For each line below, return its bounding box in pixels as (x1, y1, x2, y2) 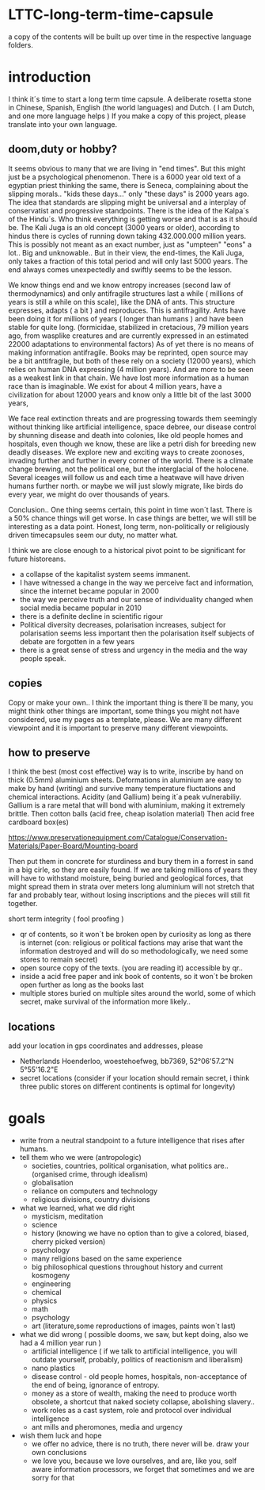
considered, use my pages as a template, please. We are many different (8, 714, 242, 724)
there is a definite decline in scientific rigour (19, 611, 164, 620)
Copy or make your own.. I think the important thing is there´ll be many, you (8, 697, 254, 707)
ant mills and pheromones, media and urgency (31, 1423, 184, 1432)
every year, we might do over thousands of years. (8, 490, 170, 499)
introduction (8, 68, 92, 86)
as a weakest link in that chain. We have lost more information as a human (8, 373, 249, 382)
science (31, 1220, 58, 1230)
